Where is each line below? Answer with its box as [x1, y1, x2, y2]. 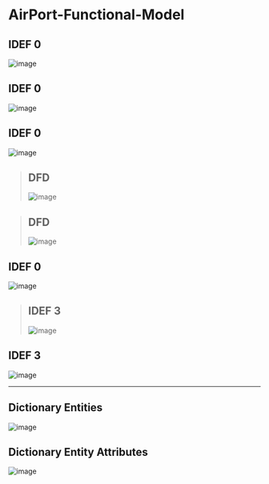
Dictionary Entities [8, 401, 103, 414]
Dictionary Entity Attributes [8, 445, 148, 458]
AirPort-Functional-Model [8, 6, 185, 24]
